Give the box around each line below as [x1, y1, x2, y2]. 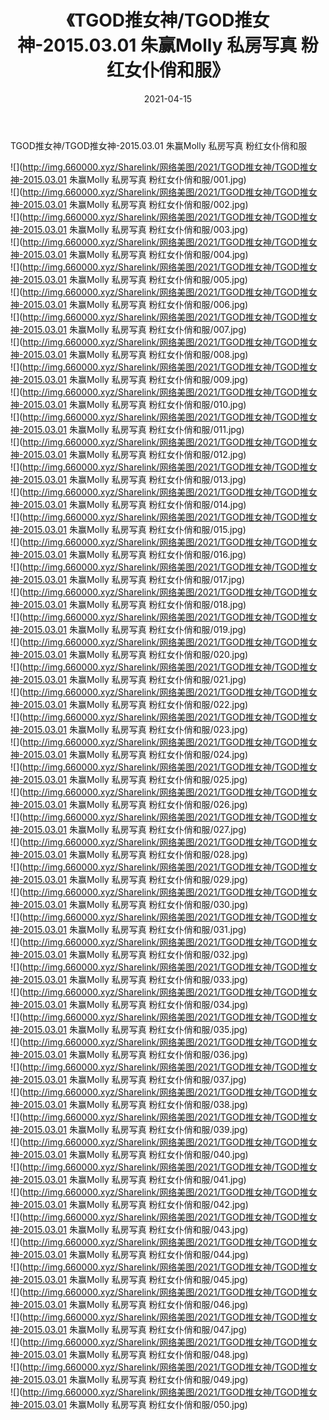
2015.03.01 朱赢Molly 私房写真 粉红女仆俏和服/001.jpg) [22, 173, 247, 185]
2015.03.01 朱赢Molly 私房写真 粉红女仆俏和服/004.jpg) [22, 248, 249, 260]
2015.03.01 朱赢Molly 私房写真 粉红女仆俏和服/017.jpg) [22, 573, 246, 585]
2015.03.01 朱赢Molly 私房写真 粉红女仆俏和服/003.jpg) [22, 223, 249, 235]
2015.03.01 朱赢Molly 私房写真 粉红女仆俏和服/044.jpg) [22, 1248, 249, 1260]
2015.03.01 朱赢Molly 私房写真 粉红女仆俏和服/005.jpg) [22, 273, 248, 285]
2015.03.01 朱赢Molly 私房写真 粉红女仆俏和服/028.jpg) [22, 848, 249, 860]
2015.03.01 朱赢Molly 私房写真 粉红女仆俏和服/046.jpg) [22, 1298, 249, 1310]
